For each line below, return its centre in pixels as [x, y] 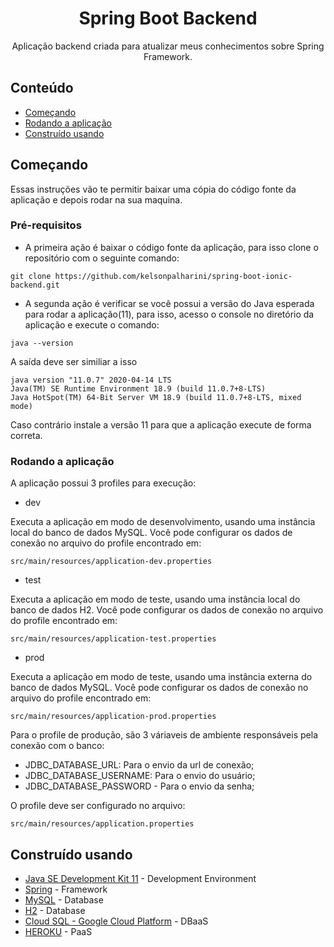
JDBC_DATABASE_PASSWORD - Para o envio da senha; [139, 786]
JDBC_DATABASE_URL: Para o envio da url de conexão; [139, 765]
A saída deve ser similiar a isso [74, 361]
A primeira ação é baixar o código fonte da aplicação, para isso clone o [171, 247]
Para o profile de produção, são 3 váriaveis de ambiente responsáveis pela [164, 735]
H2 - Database [55, 910]
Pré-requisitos [46, 225]
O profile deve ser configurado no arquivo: [98, 806]
